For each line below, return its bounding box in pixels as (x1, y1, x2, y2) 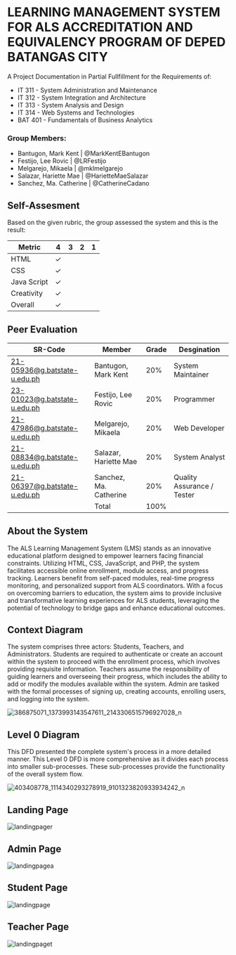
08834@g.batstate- (11, 452, 79, 462)
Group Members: (7, 133, 67, 143)
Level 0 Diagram (7, 729, 80, 741)
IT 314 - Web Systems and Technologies (17, 108, 135, 117)
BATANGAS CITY (7, 49, 108, 65)
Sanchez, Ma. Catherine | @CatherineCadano (17, 179, 150, 188)
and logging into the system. (7, 695, 90, 703)
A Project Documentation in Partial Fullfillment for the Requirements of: (7, 72, 212, 81)
